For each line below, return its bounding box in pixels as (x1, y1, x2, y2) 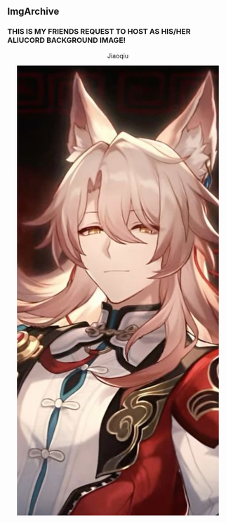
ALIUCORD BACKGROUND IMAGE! (7, 35, 126, 45)
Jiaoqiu (107, 51, 128, 60)
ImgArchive (7, 6, 60, 18)
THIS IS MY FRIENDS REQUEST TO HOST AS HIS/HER (7, 27, 191, 37)
